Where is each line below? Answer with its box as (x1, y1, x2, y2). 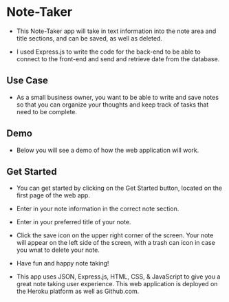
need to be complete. (16, 107, 77, 116)
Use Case (6, 75, 49, 87)
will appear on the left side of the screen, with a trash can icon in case (16, 239, 216, 247)
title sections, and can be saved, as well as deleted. (16, 34, 163, 42)
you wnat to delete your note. (16, 246, 100, 255)
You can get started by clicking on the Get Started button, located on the (16, 184, 223, 193)
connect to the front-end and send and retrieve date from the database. (16, 54, 220, 63)
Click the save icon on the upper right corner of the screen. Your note (16, 231, 214, 239)
